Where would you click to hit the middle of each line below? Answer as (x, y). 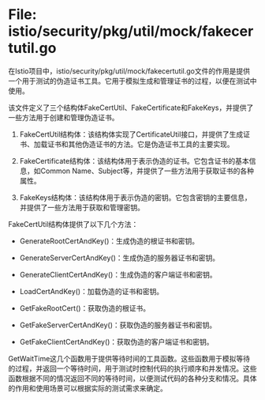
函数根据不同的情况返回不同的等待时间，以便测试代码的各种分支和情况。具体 (132, 378)
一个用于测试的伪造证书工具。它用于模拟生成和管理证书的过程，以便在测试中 (132, 81)
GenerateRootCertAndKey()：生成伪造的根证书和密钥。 (109, 241)
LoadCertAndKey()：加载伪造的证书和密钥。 (91, 291)
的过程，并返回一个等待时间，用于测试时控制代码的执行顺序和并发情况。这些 (132, 368)
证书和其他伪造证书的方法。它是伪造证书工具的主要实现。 (140, 144)
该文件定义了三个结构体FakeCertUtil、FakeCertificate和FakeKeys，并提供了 (131, 108)
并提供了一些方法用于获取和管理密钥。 (82, 207)
